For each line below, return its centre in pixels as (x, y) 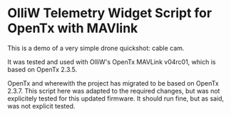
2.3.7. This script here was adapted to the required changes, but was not (114, 91)
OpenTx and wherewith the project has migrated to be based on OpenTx (113, 83)
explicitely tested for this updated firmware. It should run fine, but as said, (116, 98)
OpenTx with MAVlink (73, 28)
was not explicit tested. (41, 106)
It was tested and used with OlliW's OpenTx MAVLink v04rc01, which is (112, 61)
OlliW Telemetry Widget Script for (110, 13)
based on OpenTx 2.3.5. (42, 69)
